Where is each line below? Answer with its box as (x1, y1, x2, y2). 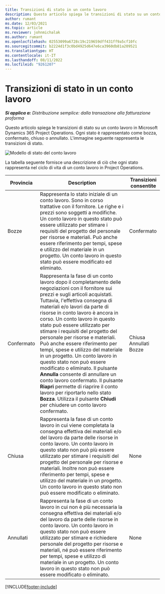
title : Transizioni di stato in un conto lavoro (5, 7, 107, 12)
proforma (5, 115, 25, 121)
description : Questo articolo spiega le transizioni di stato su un (5, 12, 148, 17)
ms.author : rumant (5, 35, 43, 40)
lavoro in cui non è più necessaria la (40, 504, 123, 510)
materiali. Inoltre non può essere (40, 465, 114, 472)
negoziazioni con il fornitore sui (40, 285, 112, 292)
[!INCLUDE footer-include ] (5, 584, 57, 590)
